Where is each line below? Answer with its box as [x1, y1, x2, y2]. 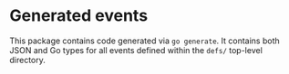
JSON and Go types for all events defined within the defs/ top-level [9, 44, 263, 55]
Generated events [9, 5, 149, 26]
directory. [9, 54, 46, 65]
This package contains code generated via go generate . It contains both [9, 35, 280, 46]
